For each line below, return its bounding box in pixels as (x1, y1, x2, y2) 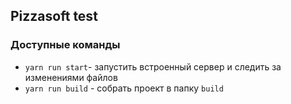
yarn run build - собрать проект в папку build (24, 82, 224, 94)
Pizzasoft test (10, 8, 98, 25)
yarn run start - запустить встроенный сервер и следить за (24, 60, 282, 73)
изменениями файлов (24, 71, 118, 83)
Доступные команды (10, 38, 121, 52)
